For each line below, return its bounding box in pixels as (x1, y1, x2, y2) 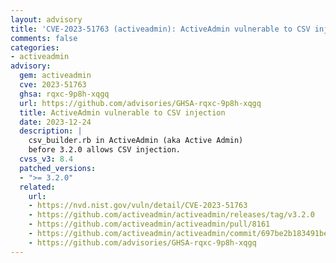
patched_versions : (19, 163, 97, 173)
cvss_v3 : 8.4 (19, 154, 74, 164)
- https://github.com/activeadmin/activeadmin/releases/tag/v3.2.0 (28, 210, 315, 220)
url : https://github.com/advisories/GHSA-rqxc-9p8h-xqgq (19, 98, 262, 108)
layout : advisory (10, 14, 83, 25)
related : (19, 182, 56, 192)
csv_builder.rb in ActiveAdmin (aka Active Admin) (28, 136, 244, 146)
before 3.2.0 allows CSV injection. (28, 145, 182, 155)
